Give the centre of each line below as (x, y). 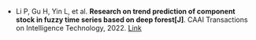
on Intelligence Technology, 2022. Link (78, 28)
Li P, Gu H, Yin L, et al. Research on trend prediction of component (125, 11)
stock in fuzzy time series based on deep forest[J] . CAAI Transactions (132, 20)
